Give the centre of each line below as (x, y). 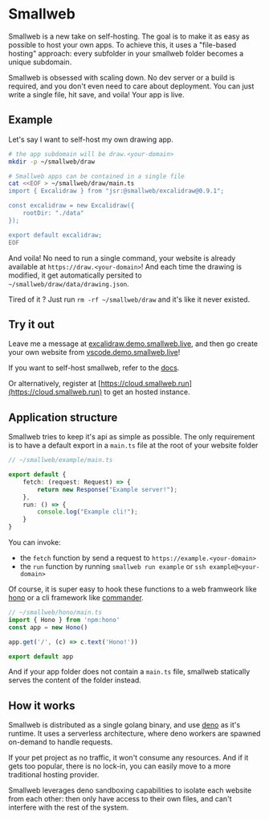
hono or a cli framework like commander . (76, 597)
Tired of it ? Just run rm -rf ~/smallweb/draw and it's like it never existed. (129, 299)
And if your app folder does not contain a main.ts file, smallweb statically (129, 672)
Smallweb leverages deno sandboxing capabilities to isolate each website (130, 790)
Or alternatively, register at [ (55, 384)
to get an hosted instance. (147, 392)
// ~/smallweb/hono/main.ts (55, 612)
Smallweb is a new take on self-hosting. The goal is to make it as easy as (129, 36)
